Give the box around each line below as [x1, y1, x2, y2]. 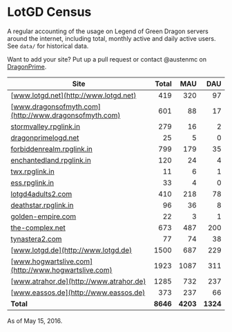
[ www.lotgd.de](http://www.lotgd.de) [10, 245, 133, 255]
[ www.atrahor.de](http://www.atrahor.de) [10, 276, 146, 286]
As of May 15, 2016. [7, 316, 63, 325]
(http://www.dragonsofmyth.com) [10, 110, 121, 120]
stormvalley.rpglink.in [10, 122, 81, 131]
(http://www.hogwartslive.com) [10, 265, 113, 275]
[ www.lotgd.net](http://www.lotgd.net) [10, 91, 137, 100]
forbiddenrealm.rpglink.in [10, 144, 93, 154]
